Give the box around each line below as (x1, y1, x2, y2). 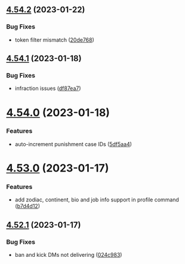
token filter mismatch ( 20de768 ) (14, 36, 94, 44)
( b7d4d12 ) (14, 203, 41, 210)
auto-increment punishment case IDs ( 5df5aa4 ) (14, 140, 132, 148)
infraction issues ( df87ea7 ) (14, 85, 82, 92)
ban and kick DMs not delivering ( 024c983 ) (14, 251, 122, 259)
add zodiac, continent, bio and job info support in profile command (14, 196, 179, 203)
